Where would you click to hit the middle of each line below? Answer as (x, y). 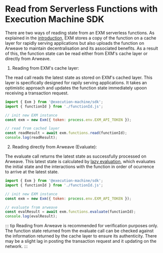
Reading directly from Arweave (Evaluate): (54, 147)
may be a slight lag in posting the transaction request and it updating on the (81, 241)
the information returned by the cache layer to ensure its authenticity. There (81, 236)
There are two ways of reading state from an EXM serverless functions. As (80, 33)
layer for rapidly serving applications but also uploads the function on (75, 43)
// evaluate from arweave (31, 207)
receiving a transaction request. (37, 93)
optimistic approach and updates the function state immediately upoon (76, 88)
